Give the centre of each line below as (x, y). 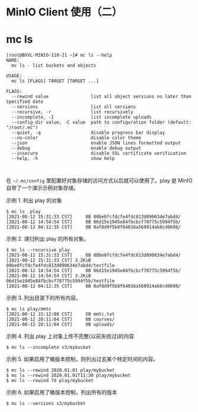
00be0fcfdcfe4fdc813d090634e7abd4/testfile (61, 266)
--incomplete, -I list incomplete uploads (82, 117)
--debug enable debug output (77, 148)
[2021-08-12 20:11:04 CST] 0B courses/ (61, 319)
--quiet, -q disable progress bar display (88, 133)
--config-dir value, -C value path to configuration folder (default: (102, 122)
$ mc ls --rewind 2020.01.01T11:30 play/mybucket (69, 375)
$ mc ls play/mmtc (29, 309)
